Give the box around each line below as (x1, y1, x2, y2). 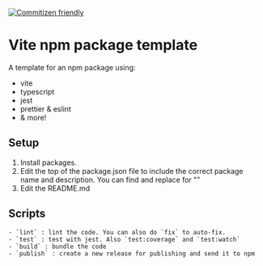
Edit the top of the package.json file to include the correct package (19, 166, 244, 175)
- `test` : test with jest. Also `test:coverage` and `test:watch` (8, 235, 241, 243)
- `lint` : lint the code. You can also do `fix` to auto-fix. (8, 228, 227, 236)
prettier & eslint (19, 103, 71, 113)
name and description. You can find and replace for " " (19, 175, 201, 184)
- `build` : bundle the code (8, 243, 107, 251)
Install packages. (19, 158, 77, 167)
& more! (19, 112, 47, 122)
